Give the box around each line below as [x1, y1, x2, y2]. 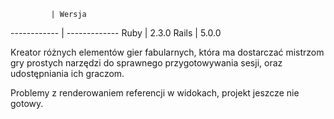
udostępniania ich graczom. [10, 68, 125, 79]
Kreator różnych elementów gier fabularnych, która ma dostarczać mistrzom [10, 46, 325, 58]
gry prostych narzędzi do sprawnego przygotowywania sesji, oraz [10, 57, 283, 69]
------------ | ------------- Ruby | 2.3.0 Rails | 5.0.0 [10, 27, 222, 39]
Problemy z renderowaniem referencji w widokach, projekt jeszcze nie [10, 87, 300, 99]
